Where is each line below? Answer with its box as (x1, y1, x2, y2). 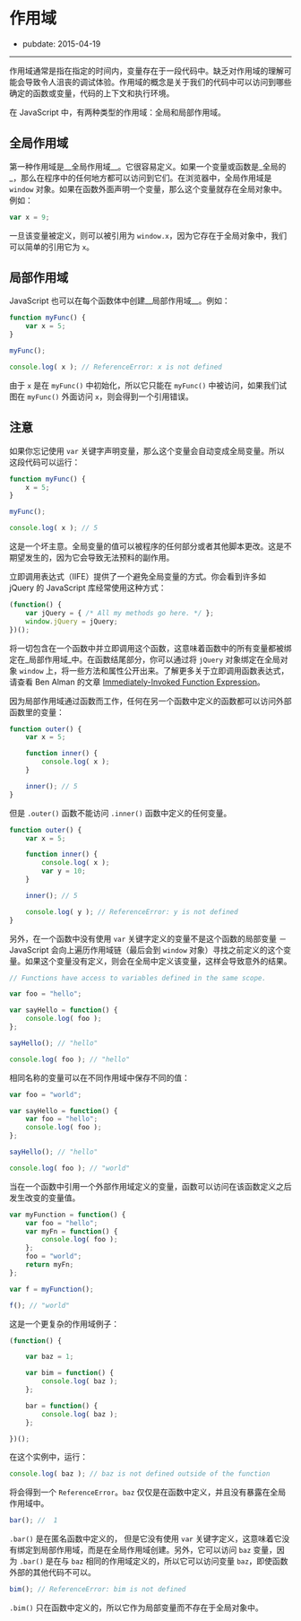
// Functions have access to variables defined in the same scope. (9, 973, 267, 982)
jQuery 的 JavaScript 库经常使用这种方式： (9, 582, 167, 593)
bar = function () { (25, 1401, 99, 1410)
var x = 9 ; (9, 213, 50, 222)
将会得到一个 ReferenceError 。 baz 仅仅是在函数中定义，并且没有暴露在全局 (9, 1486, 287, 1498)
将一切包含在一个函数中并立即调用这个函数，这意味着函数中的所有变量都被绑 (9, 642, 292, 653)
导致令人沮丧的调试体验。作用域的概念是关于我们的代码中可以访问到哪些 (24, 76, 292, 87)
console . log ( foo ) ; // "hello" (9, 1055, 130, 1064)
